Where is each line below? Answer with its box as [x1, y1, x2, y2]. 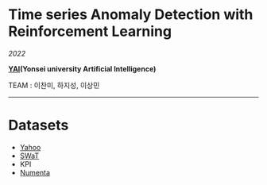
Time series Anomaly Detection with [8, 6, 253, 24]
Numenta [19, 168, 50, 177]
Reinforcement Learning [8, 22, 172, 40]
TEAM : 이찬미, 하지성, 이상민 [8, 80, 100, 90]
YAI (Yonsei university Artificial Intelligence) [8, 64, 157, 73]
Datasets [8, 117, 69, 134]
